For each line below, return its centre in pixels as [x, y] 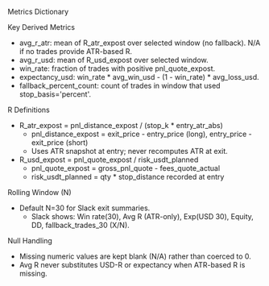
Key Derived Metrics [41, 27]
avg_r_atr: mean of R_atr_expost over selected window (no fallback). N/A [140, 43]
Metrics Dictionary [38, 12]
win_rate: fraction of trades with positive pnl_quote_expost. [117, 68]
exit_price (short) [60, 143]
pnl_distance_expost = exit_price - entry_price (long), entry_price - [142, 134]
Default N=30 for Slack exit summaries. [85, 208]
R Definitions [29, 110]
